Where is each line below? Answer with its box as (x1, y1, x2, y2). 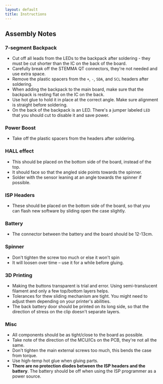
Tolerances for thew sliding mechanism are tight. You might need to (12, 293, 148, 299)
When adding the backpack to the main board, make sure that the (12, 86, 144, 93)
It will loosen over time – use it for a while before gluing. (12, 259, 124, 266)
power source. (12, 373, 41, 379)
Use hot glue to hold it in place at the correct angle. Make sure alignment (12, 97, 158, 103)
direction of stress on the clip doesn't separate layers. (12, 308, 121, 314)
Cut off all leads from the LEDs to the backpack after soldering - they (12, 56, 151, 61)
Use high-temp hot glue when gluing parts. (12, 358, 99, 364)
